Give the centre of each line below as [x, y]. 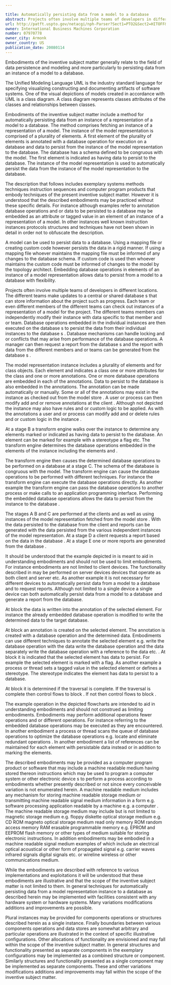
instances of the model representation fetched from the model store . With [83, 519]
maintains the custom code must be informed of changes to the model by [82, 264]
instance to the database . [33, 504]
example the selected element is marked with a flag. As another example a [83, 662]
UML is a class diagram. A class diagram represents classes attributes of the [85, 99]
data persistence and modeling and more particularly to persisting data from [85, 67]
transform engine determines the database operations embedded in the [80, 445]
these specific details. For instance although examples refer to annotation [82, 205]
